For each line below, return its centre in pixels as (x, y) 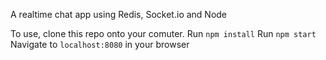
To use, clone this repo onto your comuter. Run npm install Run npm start (163, 33)
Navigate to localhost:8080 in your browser (100, 44)
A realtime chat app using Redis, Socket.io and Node (119, 14)
